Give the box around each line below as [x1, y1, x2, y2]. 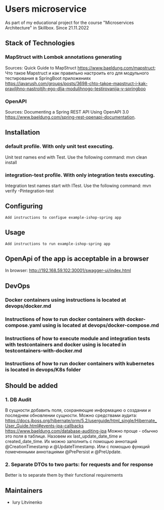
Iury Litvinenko [12, 499, 43, 505]
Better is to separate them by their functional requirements [5, 472, 123, 478]
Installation [5, 128, 40, 137]
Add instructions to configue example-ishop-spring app [5, 215, 121, 220]
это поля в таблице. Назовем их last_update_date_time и [5, 433, 122, 439]
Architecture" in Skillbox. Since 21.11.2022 [5, 24, 89, 30]
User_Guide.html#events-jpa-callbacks [5, 423, 84, 429]
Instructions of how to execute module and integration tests [5, 335, 150, 342]
